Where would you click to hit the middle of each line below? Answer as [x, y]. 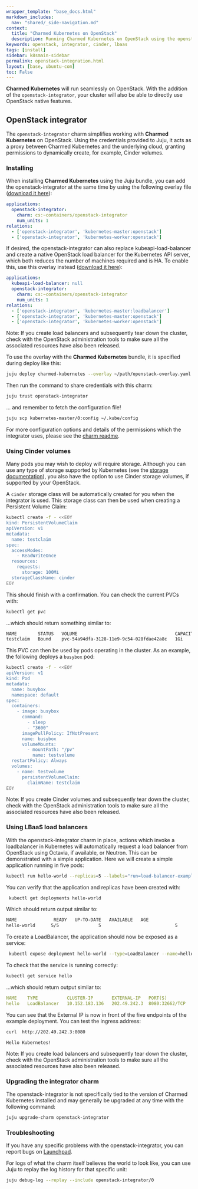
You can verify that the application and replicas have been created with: [93, 887]
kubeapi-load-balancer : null [47, 284]
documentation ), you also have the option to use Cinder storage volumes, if [98, 477]
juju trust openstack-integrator [47, 396]
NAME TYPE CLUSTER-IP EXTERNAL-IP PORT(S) [87, 998]
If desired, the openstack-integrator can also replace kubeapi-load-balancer [99, 248]
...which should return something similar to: [59, 623]
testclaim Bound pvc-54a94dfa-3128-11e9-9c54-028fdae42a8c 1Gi [95, 639]
